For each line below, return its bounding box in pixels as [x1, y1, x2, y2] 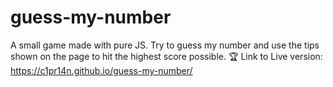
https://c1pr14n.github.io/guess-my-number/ [10, 64, 193, 76]
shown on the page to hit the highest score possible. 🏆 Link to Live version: [10, 50, 323, 62]
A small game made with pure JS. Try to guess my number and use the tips [10, 39, 320, 51]
